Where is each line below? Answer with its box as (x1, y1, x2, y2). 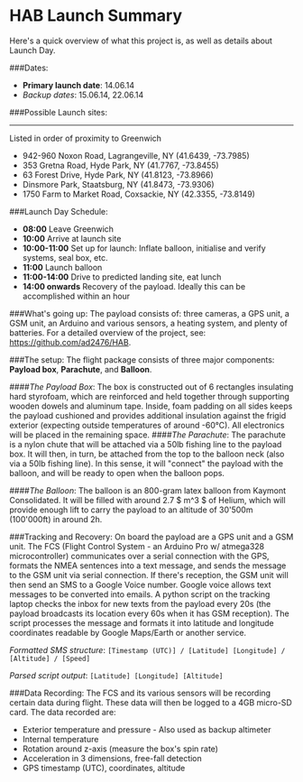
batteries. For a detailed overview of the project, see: (9, 327, 207, 338)
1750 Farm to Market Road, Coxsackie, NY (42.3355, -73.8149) (22, 189, 255, 199)
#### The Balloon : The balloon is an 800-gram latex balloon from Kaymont (9, 484, 287, 496)
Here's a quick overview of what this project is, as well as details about (9, 35, 273, 46)
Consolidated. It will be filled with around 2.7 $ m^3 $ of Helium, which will (9, 494, 286, 505)
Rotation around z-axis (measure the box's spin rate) (22, 743, 219, 754)
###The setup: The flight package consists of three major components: (9, 354, 275, 365)
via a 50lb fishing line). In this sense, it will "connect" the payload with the (9, 457, 284, 469)
